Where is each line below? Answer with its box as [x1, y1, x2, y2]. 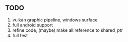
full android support [12, 22, 53, 28]
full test [12, 32, 28, 38]
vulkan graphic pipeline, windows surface [12, 17, 98, 22]
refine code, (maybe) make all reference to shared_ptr [12, 27, 123, 33]
